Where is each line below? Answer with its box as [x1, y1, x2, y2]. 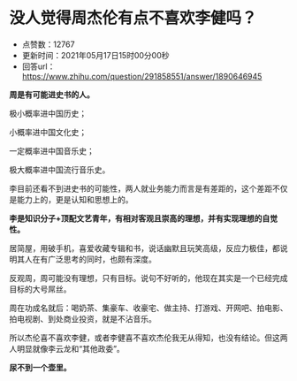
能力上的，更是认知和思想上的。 [16, 194, 133, 204]
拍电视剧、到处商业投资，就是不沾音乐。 [9, 313, 156, 324]
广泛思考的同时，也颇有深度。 [47, 254, 156, 264]
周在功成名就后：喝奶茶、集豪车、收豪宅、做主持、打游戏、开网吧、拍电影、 [9, 302, 288, 313]
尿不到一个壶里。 [9, 362, 72, 372]
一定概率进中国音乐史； [9, 145, 95, 156]
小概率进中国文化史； [9, 126, 87, 137]
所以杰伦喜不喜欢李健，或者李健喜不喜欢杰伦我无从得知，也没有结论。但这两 [9, 332, 288, 343]
